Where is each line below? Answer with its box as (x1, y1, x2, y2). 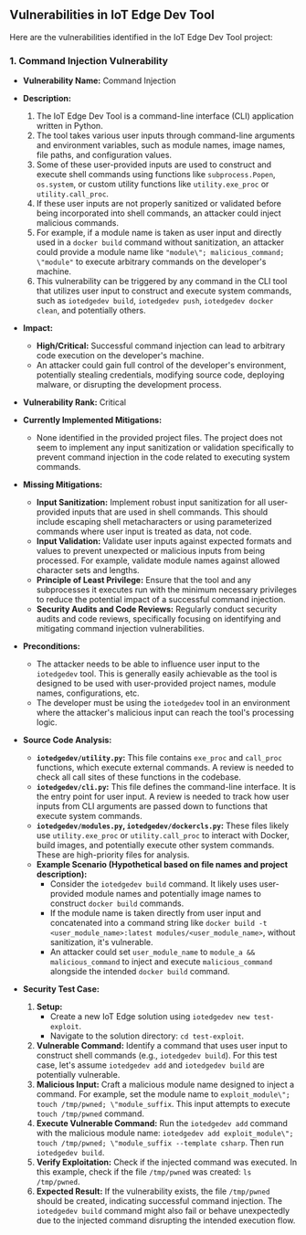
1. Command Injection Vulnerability (9, 54, 169, 67)
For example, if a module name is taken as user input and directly (36, 228, 282, 239)
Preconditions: (22, 641, 80, 652)
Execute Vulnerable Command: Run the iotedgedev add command (36, 1118, 288, 1129)
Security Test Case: (22, 984, 100, 995)
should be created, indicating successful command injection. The (36, 1196, 283, 1207)
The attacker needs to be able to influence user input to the (36, 658, 260, 670)
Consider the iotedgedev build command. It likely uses (49, 878, 258, 889)
